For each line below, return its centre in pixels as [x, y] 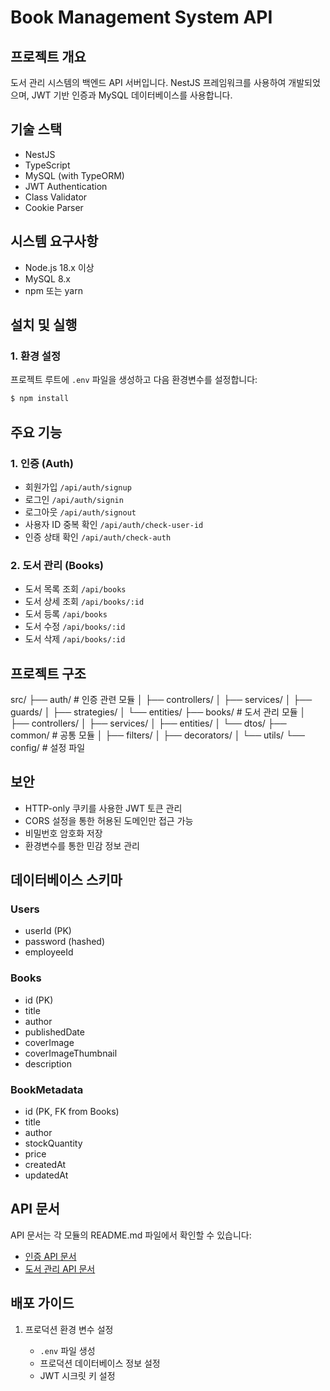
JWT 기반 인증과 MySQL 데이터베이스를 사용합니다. [132, 95]
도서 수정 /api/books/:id [75, 627]
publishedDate [54, 1032]
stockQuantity [53, 1143]
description [48, 1063]
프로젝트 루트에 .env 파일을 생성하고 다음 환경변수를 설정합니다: [134, 380]
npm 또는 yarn [53, 290]
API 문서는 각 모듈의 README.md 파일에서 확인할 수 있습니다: [131, 1235]
